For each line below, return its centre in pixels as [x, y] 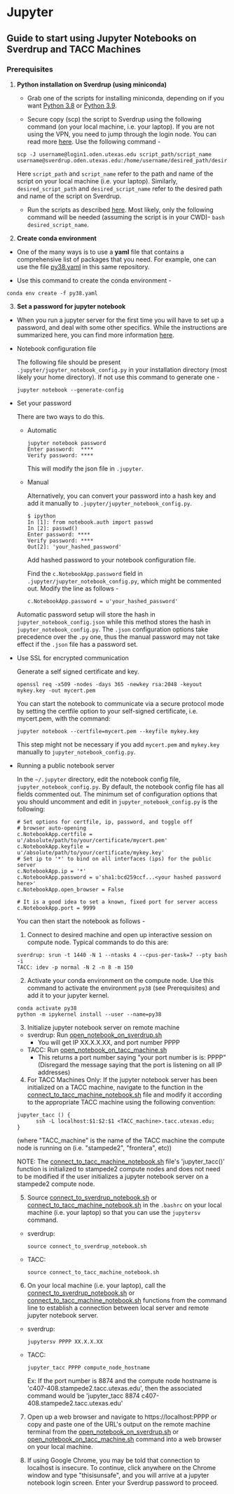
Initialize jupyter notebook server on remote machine [103, 1027]
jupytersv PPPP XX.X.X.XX [65, 1341]
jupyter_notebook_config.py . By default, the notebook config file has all [121, 786]
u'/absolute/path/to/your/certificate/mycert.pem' [92, 840]
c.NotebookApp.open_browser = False [70, 889]
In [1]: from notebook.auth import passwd [90, 522]
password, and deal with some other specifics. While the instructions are [122, 327]
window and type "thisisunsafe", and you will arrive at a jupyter [118, 1475]
